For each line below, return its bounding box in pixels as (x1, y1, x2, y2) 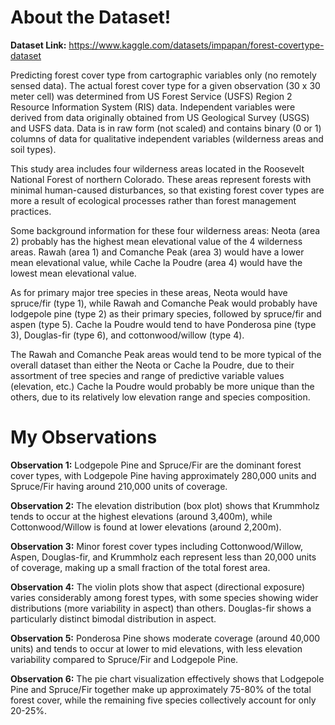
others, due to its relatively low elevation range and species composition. (10, 391, 311, 403)
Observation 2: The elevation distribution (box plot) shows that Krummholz (10, 499, 320, 511)
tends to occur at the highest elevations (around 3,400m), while (10, 510, 273, 522)
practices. (10, 205, 52, 217)
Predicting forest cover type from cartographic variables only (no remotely (10, 69, 317, 81)
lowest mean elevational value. (10, 267, 137, 279)
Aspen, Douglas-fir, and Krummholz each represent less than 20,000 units (10, 551, 317, 563)
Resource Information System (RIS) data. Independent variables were (10, 101, 296, 113)
